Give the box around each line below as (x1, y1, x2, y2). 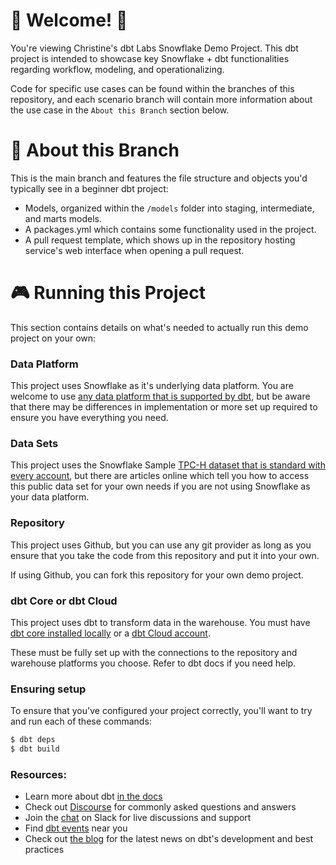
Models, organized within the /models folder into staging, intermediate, (24, 202, 315, 214)
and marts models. (24, 212, 103, 224)
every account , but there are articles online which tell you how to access (10, 470, 310, 482)
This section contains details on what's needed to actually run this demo (10, 321, 309, 333)
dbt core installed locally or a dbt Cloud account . (10, 627, 211, 639)
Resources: (10, 767, 67, 781)
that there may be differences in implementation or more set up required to (10, 401, 318, 413)
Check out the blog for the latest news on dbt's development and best (24, 833, 314, 845)
